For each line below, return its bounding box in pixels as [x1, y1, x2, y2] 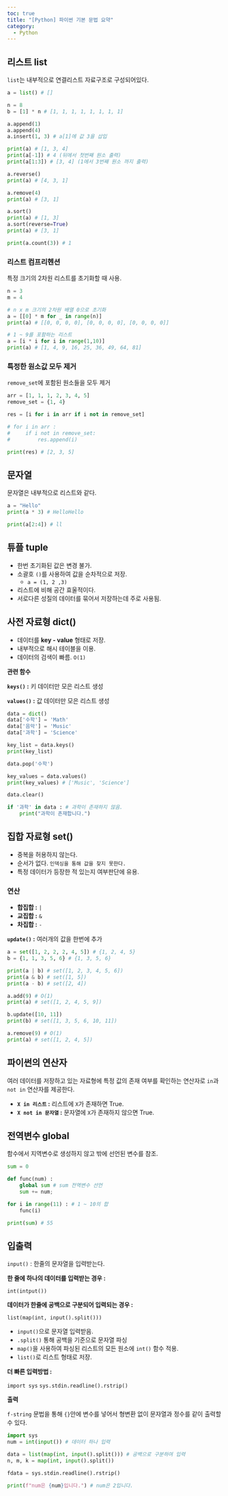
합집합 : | [16, 903, 42, 911]
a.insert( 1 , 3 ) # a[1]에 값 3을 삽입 [7, 133, 107, 140]
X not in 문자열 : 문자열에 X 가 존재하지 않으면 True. [16, 1108, 155, 1116]
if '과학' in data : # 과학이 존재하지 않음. [7, 804, 123, 811]
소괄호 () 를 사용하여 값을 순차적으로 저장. [16, 569, 128, 578]
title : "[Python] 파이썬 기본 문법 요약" [7, 16, 114, 23]
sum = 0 [7, 1163, 29, 1170]
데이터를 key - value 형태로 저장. [16, 635, 106, 644]
